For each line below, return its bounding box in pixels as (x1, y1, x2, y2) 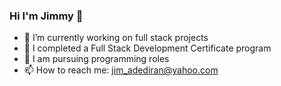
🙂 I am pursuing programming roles (23, 53, 170, 65)
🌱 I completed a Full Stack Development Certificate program (23, 42, 272, 54)
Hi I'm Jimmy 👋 (9, 9, 84, 23)
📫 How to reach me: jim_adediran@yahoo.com (23, 64, 219, 76)
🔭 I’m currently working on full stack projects (23, 32, 209, 44)
